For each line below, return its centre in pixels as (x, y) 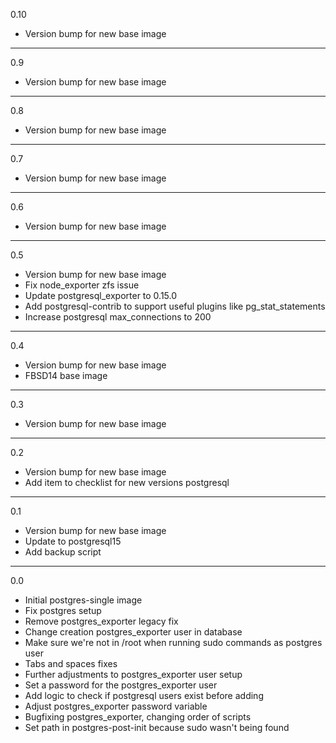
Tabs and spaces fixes (71, 663)
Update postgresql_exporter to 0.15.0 (101, 295)
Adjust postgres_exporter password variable (116, 706)
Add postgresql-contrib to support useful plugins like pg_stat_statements (175, 306)
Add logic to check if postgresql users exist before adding (144, 695)
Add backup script (63, 552)
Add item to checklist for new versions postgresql (127, 482)
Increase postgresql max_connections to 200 (118, 317)
